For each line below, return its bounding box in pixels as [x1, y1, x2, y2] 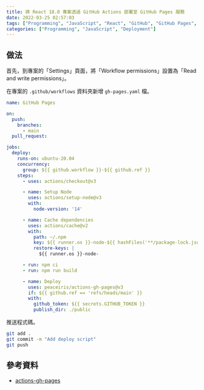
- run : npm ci [22, 262, 59, 268]
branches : [17, 122, 42, 128]
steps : [17, 173, 34, 179]
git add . [6, 330, 32, 337]
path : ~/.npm [33, 234, 67, 240]
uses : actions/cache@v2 [28, 222, 88, 228]
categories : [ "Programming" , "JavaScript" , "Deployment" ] [6, 26, 156, 32]
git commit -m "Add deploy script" [6, 336, 97, 342]
